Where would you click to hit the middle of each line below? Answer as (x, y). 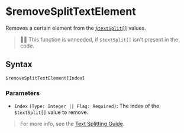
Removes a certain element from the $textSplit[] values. (76, 28)
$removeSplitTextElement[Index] (45, 78)
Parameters (22, 93)
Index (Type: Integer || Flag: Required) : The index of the (87, 106)
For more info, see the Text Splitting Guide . (72, 124)
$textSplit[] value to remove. (51, 112)
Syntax (19, 64)
